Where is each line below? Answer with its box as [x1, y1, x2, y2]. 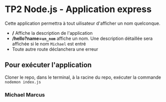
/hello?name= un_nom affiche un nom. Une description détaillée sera [12, 35, 153, 41]
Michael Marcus [5, 91, 45, 98]
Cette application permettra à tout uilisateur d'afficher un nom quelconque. [5, 20, 160, 26]
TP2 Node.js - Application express [5, 4, 152, 15]
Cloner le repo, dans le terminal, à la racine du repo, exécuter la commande [5, 74, 161, 80]
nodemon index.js [5, 79, 41, 84]
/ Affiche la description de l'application [12, 30, 93, 36]
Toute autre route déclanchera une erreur [12, 46, 98, 52]
